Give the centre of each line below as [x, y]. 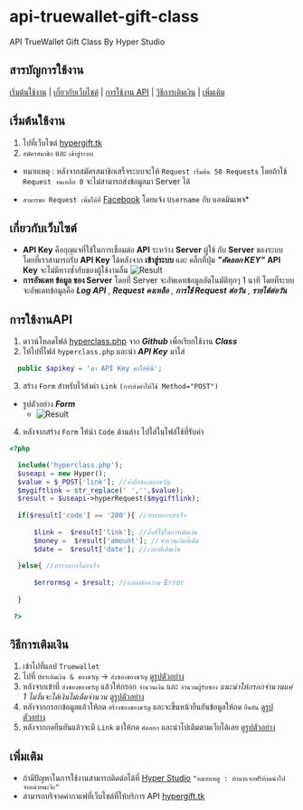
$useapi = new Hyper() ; [62, 473]
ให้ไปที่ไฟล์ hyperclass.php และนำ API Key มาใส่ [104, 352]
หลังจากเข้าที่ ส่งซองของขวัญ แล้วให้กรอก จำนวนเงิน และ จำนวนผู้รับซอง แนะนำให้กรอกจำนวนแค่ [157, 687]
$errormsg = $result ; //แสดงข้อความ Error [109, 583]
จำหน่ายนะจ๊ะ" [41, 787]
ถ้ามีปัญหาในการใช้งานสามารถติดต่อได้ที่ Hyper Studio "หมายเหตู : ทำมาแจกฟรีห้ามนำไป [154, 778]
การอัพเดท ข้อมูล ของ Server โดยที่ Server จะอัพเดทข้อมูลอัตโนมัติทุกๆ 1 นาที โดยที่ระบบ [158, 280]
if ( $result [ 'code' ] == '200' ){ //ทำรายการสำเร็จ [102, 516]
